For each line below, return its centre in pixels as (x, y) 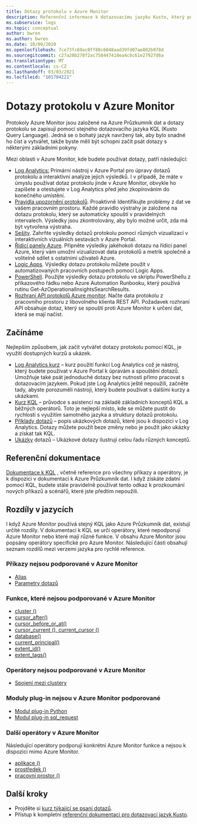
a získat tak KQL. (35, 433)
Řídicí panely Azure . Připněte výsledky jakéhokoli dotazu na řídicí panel (101, 245)
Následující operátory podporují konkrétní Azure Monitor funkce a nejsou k (96, 745)
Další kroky (27, 794)
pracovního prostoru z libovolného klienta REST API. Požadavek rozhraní (102, 302)
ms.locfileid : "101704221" (39, 77)
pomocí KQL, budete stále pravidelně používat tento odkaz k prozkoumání (95, 485)
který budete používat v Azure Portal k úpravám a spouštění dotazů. (97, 371)
